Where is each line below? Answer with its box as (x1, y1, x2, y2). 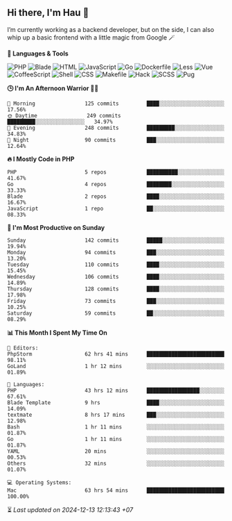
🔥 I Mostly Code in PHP (7, 154, 75, 163)
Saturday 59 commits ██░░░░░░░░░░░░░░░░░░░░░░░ (7, 310, 225, 317)
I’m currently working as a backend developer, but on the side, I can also (7, 25, 215, 33)
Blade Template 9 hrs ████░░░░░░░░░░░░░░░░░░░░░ (7, 399, 225, 406)
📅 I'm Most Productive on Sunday (7, 223, 105, 231)
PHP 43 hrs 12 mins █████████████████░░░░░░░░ (7, 387, 225, 394)
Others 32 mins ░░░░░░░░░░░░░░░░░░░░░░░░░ (7, 460, 225, 467)
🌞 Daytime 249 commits (7, 112, 121, 119)
